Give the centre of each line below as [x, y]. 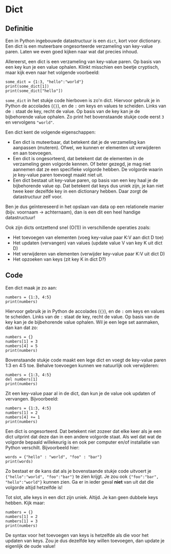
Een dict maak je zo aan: [31, 288]
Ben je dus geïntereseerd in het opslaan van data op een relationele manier [85, 207]
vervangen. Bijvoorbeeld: [32, 398]
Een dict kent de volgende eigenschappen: [51, 132]
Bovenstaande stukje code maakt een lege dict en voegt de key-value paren [86, 360]
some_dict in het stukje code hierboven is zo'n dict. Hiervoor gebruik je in [83, 100]
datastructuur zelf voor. [37, 197]
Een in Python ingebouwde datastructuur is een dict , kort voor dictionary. [83, 41]
